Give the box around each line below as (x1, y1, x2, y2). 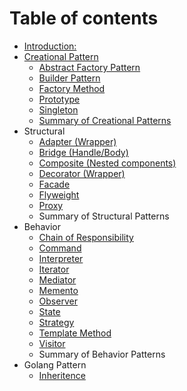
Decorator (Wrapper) (38, 167, 126, 179)
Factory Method (38, 82, 106, 94)
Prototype (38, 93, 81, 105)
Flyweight (38, 188, 80, 201)
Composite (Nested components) (38, 157, 177, 169)
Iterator (38, 263, 70, 275)
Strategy (38, 316, 75, 328)
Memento (38, 284, 79, 296)
